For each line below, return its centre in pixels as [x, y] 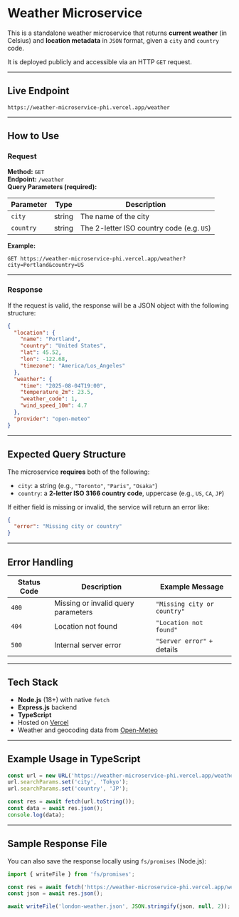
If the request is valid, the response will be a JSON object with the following [118, 305]
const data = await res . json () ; [55, 809]
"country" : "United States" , [63, 346]
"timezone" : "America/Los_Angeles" [73, 365]
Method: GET [26, 172]
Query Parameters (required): [52, 187]
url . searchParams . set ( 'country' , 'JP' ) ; [68, 789]
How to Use [33, 136]
